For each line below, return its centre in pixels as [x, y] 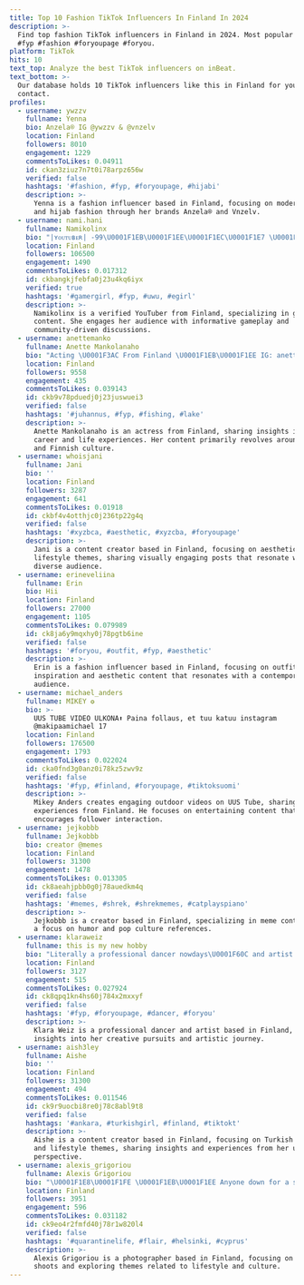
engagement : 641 [57, 499]
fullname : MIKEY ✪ [60, 701]
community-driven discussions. [92, 330]
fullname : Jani [54, 465]
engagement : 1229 [58, 152]
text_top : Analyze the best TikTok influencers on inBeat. [123, 69]
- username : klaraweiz [60, 937]
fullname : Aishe [57, 1055]
